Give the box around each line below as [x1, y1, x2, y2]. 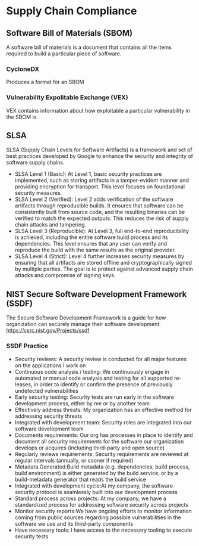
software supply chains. [6, 159, 65, 166]
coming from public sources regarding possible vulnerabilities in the [14, 514, 181, 521]
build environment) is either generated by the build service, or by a [14, 469, 178, 476]
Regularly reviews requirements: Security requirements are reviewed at [14, 450, 189, 457]
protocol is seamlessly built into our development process [36, 488, 178, 495]
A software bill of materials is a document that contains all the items [6, 44, 172, 51]
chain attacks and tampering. [14, 221, 87, 228]
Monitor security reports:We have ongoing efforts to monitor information [14, 507, 192, 514]
